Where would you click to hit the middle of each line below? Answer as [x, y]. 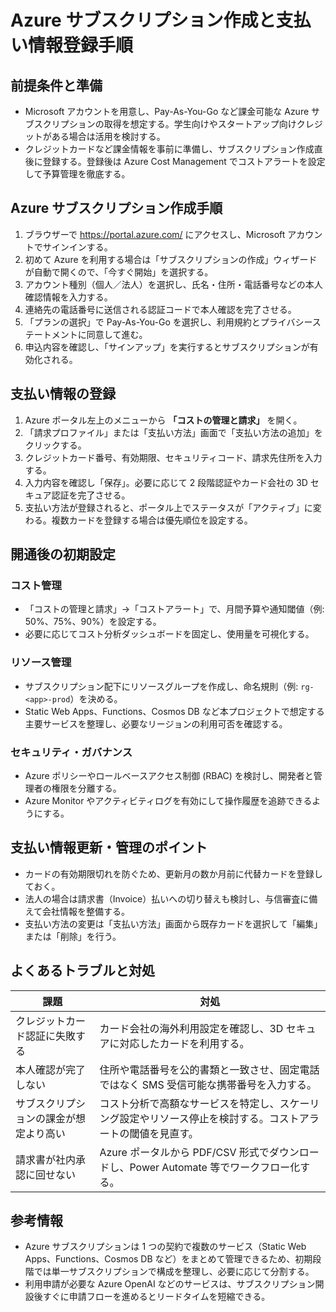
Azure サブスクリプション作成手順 [116, 208]
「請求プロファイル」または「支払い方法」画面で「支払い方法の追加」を [173, 432]
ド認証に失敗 [46, 1036]
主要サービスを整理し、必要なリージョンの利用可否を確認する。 [156, 723]
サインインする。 [77, 247]
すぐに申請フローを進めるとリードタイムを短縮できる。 [156, 1297]
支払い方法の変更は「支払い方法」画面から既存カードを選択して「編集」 [173, 923]
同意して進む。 [117, 334]
